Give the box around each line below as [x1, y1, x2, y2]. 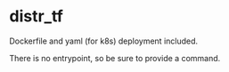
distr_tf [9, 6, 64, 27]
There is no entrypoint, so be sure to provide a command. [9, 52, 221, 63]
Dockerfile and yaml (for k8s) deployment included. [9, 36, 199, 46]
